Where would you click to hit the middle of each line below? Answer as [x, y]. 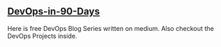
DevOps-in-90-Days [54, 12]
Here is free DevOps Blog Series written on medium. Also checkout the [111, 28]
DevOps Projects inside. [42, 36]
